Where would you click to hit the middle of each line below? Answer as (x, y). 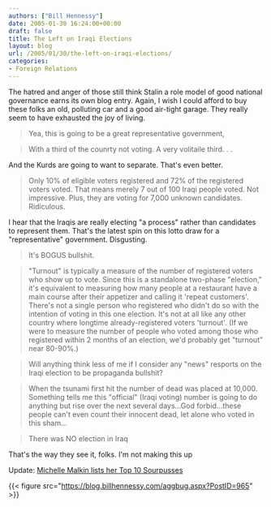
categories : (28, 62)
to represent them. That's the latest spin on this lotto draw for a (114, 230)
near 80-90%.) (53, 348)
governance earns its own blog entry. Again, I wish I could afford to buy (128, 100)
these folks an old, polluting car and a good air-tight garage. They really (128, 109)
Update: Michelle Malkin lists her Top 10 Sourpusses (96, 470)
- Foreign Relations (43, 69)
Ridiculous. (47, 206)
